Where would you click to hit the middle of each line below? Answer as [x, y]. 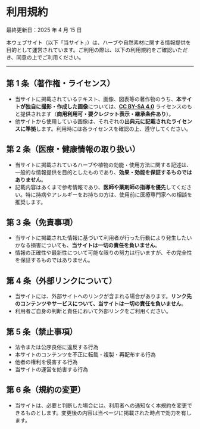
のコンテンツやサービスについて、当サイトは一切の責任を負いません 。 [101, 303]
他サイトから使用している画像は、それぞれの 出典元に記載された [93, 121]
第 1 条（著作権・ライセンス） [60, 84]
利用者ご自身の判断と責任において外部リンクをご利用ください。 [93, 311]
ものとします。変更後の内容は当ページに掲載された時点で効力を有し [108, 413]
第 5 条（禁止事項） [42, 332]
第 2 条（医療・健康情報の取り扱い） [73, 149]
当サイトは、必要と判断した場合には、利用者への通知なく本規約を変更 [101, 405]
